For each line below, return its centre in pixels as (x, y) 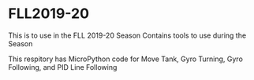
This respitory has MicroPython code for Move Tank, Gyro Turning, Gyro (125, 59)
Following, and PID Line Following (63, 67)
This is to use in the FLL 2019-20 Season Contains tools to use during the (127, 35)
